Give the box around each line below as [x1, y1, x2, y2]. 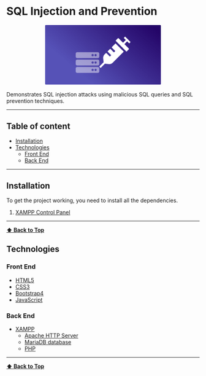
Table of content [6, 121, 71, 131]
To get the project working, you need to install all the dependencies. [6, 197, 178, 204]
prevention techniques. [6, 97, 65, 105]
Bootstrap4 [15, 289, 44, 297]
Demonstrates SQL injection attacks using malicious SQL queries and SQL [6, 91, 193, 98]
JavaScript [15, 296, 43, 304]
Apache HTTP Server [24, 332, 78, 339]
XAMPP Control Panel [15, 209, 71, 216]
